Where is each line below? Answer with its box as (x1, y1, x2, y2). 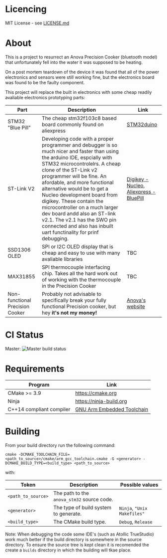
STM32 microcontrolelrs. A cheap (42, 160, 121, 167)
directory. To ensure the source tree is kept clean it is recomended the (5, 542, 149, 548)
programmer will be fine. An (42, 173, 107, 180)
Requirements (5, 363, 65, 374)
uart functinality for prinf (42, 228, 99, 235)
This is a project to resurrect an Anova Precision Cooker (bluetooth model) (5, 54, 158, 60)
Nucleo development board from (42, 191, 118, 198)
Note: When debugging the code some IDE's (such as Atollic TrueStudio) (5, 531, 154, 537)
